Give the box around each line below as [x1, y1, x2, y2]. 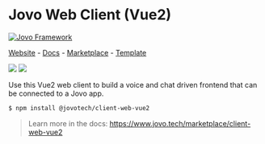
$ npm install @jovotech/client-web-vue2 [8, 104, 150, 112]
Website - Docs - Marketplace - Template [8, 47, 147, 57]
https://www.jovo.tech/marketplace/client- [109, 118, 251, 128]
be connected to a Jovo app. [8, 88, 104, 98]
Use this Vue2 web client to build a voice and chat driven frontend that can [8, 80, 258, 89]
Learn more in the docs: [27, 118, 108, 128]
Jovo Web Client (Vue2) [8, 6, 172, 24]
